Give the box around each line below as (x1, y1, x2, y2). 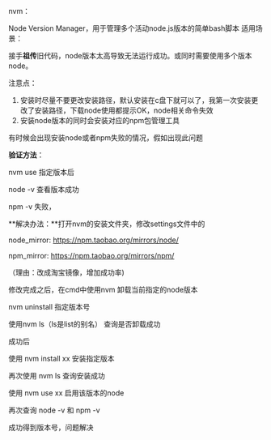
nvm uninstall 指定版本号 (8, 302, 91, 311)
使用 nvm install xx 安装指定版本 (8, 354, 115, 363)
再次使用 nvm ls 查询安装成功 (8, 371, 105, 380)
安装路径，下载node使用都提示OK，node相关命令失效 (34, 105, 214, 115)
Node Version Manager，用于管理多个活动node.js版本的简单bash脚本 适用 (8, 23, 256, 33)
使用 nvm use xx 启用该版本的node (8, 388, 125, 398)
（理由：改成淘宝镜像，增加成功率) (8, 267, 125, 277)
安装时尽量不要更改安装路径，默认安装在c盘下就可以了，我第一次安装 (19, 96, 252, 105)
